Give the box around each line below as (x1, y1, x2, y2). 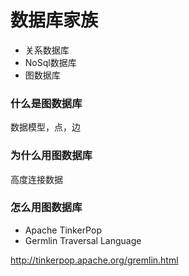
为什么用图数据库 (10, 149, 93, 163)
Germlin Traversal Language (24, 234, 142, 246)
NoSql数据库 (24, 56, 77, 68)
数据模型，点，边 (10, 121, 81, 133)
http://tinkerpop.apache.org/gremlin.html (10, 254, 179, 266)
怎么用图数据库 (10, 201, 83, 215)
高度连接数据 (10, 173, 63, 185)
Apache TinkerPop (24, 224, 102, 236)
